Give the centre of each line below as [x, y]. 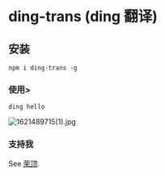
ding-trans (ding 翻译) [83, 17]
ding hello [27, 107]
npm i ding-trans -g [43, 68]
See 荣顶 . [24, 163]
